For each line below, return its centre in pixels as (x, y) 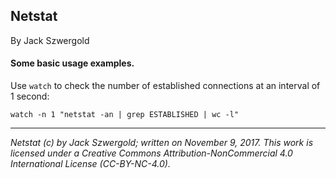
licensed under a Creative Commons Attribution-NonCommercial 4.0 (151, 153)
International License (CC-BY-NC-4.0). (90, 164)
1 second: (30, 96)
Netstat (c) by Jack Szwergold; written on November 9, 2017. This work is (162, 143)
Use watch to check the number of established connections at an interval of (165, 86)
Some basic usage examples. (72, 63)
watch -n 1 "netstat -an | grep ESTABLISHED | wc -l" (125, 115)
